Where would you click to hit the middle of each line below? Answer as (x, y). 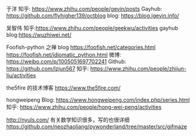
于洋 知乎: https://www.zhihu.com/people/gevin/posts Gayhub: (84, 9)
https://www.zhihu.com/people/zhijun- (138, 69)
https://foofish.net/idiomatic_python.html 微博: (64, 55)
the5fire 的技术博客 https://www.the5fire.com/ (63, 88)
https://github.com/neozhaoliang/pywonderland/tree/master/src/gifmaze (97, 126)
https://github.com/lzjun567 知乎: (48, 69)
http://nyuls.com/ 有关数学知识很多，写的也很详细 (68, 120)
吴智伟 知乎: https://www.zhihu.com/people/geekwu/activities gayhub (92, 28)
